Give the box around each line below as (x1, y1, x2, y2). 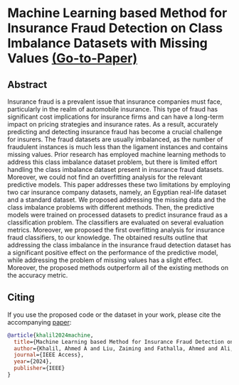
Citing (7, 291, 35, 303)
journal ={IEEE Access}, (14, 352, 84, 359)
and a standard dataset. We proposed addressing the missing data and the (7, 195, 226, 204)
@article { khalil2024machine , (7, 332, 94, 339)
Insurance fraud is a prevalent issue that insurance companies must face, (7, 97, 223, 106)
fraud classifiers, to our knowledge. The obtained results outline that (7, 233, 208, 242)
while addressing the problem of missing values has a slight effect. (7, 256, 203, 264)
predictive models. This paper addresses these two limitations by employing (7, 180, 231, 189)
